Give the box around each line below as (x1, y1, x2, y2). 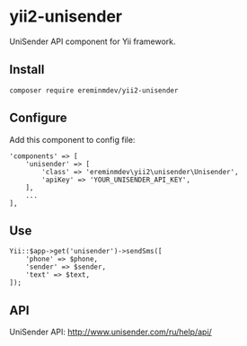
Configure (9, 111, 67, 126)
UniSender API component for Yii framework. (9, 36, 177, 47)
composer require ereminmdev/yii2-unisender (9, 85, 179, 95)
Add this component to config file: (9, 134, 136, 145)
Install (9, 62, 45, 77)
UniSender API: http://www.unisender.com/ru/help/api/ (9, 326, 213, 338)
